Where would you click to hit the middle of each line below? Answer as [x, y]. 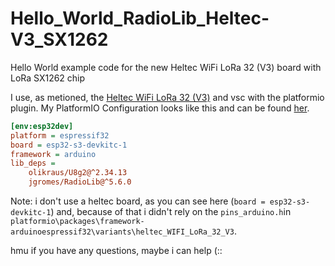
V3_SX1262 [59, 39]
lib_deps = [33, 163]
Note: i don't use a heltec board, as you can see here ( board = [138, 201]
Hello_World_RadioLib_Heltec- [140, 18]
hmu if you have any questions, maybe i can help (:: [116, 251]
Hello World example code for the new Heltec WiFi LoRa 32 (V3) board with [166, 67]
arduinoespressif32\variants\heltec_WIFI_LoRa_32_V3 [122, 232]
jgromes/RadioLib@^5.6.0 [80, 182]
